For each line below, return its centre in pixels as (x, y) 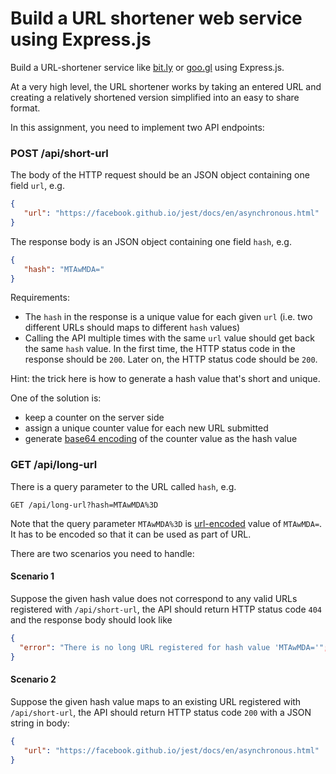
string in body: (40, 723)
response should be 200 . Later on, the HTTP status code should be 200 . (171, 359)
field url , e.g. (37, 186)
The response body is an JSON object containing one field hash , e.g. (151, 241)
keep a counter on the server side (94, 418)
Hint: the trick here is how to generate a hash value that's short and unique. (165, 379)
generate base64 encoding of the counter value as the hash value (161, 439)
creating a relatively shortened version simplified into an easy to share (155, 97)
